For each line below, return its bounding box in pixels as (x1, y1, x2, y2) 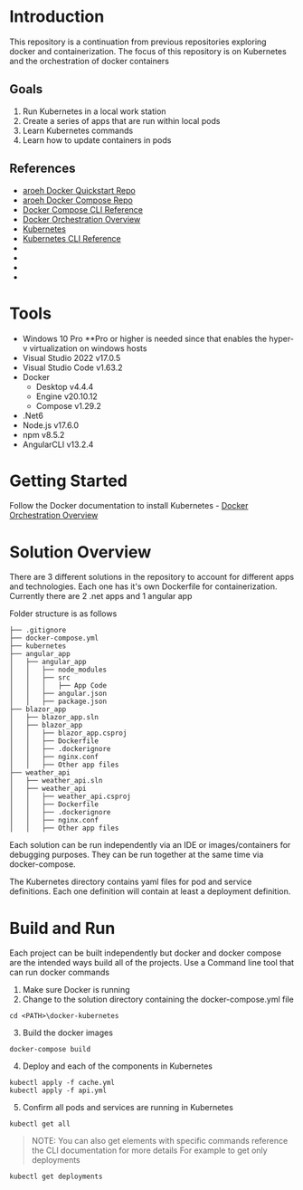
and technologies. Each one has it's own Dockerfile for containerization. (9, 581, 278, 592)
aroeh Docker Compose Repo (22, 195, 133, 205)
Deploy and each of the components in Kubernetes (22, 1061, 213, 1071)
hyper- (269, 333, 294, 344)
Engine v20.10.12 (35, 391, 98, 402)
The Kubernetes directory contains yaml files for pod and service (9, 876, 252, 888)
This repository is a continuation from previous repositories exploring (9, 36, 267, 47)
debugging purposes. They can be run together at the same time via (9, 849, 264, 861)
